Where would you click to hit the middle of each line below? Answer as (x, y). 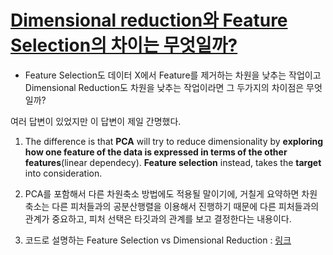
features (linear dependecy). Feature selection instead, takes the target (173, 162)
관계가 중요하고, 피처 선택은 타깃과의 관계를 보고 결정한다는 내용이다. (158, 218)
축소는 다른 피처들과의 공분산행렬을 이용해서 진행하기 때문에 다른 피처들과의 (172, 206)
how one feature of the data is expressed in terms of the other (156, 152)
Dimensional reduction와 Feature (149, 20)
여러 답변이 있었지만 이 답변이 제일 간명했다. (96, 121)
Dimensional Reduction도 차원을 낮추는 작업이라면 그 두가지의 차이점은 (164, 87)
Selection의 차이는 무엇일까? (124, 45)
